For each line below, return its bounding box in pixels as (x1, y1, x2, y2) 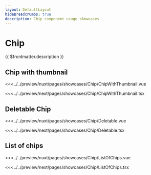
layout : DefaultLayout (5, 7, 51, 12)
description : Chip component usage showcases (5, 16, 99, 21)
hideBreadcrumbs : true (5, 12, 51, 17)
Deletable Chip (5, 105, 51, 113)
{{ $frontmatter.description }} (5, 54, 65, 59)
